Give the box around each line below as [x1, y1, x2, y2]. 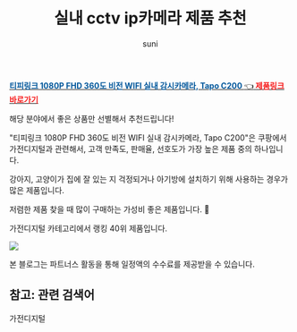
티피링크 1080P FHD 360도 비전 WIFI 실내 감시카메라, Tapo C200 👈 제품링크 [9, 80, 284, 90]
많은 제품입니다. [9, 184, 65, 195]
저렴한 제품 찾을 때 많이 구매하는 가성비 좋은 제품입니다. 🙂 [9, 203, 210, 215]
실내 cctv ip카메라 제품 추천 [53, 8, 248, 29]
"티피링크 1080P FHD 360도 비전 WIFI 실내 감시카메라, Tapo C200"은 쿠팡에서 [9, 132, 287, 143]
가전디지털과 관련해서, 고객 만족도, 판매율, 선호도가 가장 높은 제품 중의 [9, 143, 252, 154]
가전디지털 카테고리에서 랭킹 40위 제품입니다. [9, 223, 168, 234]
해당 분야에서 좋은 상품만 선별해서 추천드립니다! [9, 113, 174, 123]
